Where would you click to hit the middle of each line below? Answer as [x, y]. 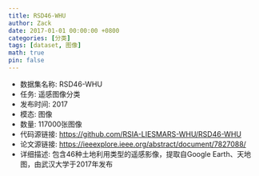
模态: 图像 [36, 114]
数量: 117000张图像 [51, 124]
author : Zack [30, 23]
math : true [26, 53]
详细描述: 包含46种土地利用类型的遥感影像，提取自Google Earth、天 [132, 154]
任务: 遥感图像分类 [50, 94]
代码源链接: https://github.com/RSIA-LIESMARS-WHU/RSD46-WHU [131, 134]
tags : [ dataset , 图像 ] [45, 46]
